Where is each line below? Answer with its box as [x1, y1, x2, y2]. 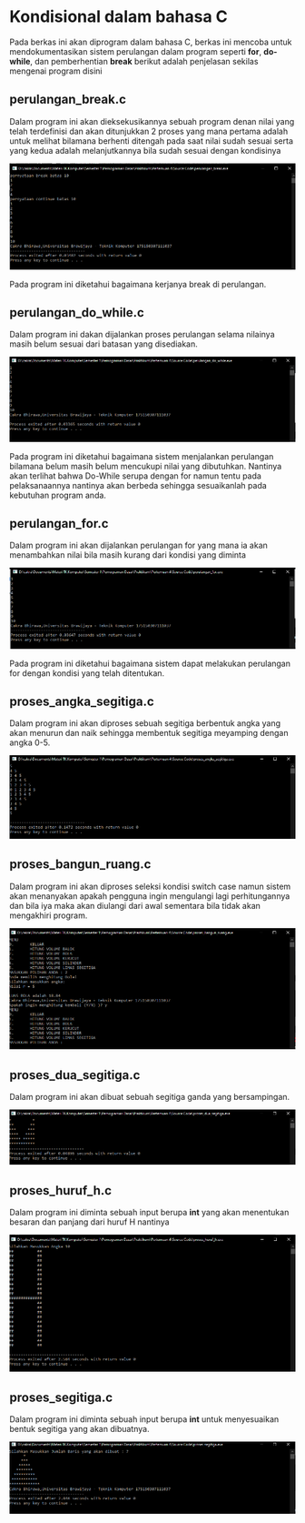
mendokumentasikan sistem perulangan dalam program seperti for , [9, 45, 261, 56]
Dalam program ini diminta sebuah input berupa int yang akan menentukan [9, 1206, 290, 1217]
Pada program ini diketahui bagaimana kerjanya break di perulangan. [9, 278, 267, 289]
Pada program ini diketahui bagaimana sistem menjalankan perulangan [9, 450, 274, 461]
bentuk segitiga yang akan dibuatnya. [9, 1424, 150, 1435]
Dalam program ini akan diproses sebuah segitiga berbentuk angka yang [9, 718, 281, 729]
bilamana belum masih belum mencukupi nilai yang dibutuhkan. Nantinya [9, 460, 282, 471]
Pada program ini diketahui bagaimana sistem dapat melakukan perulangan [9, 658, 290, 669]
